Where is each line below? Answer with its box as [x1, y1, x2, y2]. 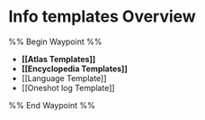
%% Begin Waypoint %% [8, 36, 102, 47]
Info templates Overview [8, 6, 197, 27]
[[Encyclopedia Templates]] [21, 63, 128, 74]
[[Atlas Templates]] [21, 53, 96, 64]
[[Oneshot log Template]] [21, 82, 115, 93]
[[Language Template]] [21, 72, 107, 83]
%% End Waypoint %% [8, 99, 95, 110]
